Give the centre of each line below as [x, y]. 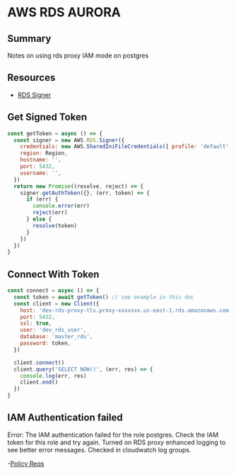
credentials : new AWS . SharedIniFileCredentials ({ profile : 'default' [125, 147]
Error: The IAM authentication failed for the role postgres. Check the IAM [113, 435]
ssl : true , [36, 323]
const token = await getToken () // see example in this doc [104, 297]
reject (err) [51, 213]
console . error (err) [61, 206]
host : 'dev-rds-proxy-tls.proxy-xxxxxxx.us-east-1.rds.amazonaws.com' [126, 310]
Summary [29, 39]
